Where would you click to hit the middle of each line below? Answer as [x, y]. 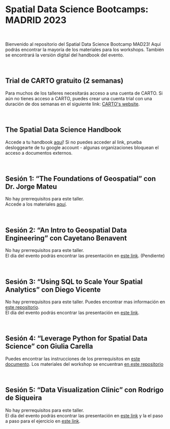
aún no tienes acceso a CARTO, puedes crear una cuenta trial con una [79, 98]
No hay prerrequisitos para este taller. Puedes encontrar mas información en [85, 302]
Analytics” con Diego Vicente [53, 289]
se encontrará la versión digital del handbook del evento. [65, 55]
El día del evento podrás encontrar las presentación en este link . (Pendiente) [85, 256]
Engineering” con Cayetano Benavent [66, 238]
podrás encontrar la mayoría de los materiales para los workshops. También [84, 49]
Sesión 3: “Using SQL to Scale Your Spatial [74, 282]
